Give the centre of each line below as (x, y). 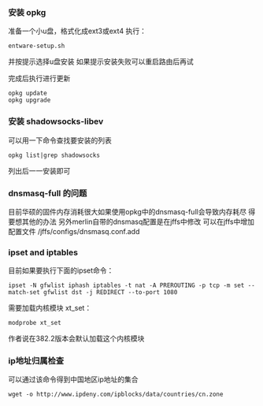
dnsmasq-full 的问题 (48, 193)
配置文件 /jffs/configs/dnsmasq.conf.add (74, 231)
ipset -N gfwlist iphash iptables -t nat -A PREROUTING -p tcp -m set (126, 285)
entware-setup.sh (37, 46)
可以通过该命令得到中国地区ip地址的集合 (73, 379)
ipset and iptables (43, 252)
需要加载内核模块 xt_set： (50, 308)
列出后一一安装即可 (39, 170)
